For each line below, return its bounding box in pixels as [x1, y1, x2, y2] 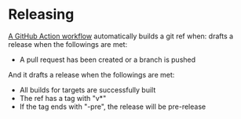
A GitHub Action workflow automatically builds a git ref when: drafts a [8, 31, 234, 41]
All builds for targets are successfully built [19, 85, 156, 95]
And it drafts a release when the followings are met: [8, 70, 175, 79]
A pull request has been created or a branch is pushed [19, 55, 196, 64]
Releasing [8, 5, 75, 23]
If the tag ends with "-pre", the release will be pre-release [19, 102, 206, 111]
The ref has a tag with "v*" [19, 93, 107, 103]
